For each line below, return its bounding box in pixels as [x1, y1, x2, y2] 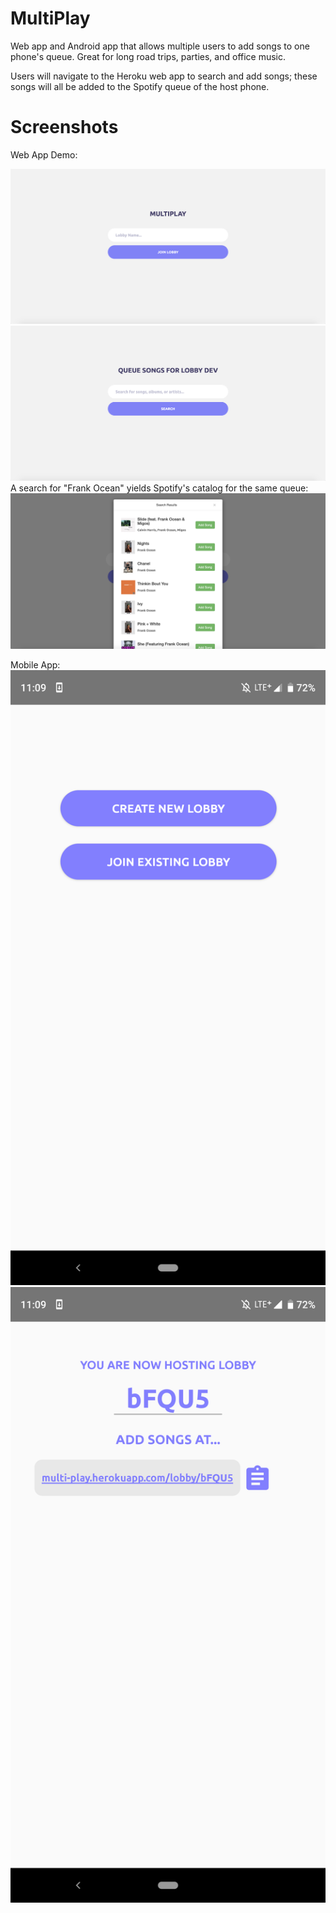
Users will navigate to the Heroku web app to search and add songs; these [10, 70, 318, 82]
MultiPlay [10, 7, 91, 30]
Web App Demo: [10, 148, 78, 161]
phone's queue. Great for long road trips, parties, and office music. [10, 50, 287, 62]
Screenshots [10, 116, 119, 139]
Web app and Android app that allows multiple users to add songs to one [10, 40, 310, 52]
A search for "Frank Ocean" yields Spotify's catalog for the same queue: [10, 482, 309, 494]
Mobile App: [10, 658, 61, 671]
